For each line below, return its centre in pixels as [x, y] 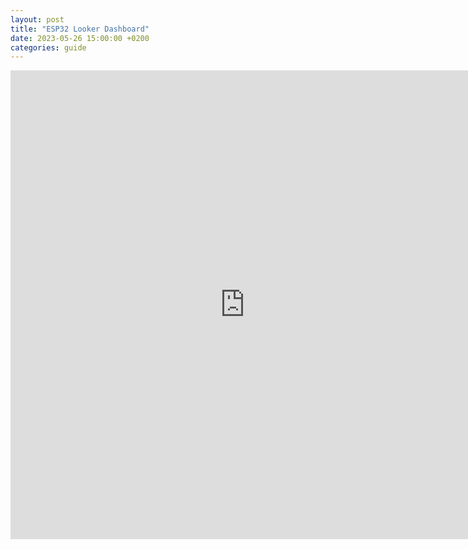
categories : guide [48, 47]
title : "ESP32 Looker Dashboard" [80, 29]
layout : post [37, 19]
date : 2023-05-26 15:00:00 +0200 [80, 38]
